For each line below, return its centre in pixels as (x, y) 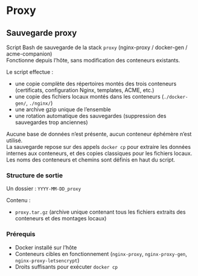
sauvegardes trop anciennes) (52, 122)
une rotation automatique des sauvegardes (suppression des (91, 116)
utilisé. (14, 140)
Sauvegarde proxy (42, 33)
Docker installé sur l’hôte (46, 247)
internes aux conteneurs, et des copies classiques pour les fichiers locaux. (99, 153)
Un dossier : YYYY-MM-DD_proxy (44, 189)
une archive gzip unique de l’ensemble (63, 109)
